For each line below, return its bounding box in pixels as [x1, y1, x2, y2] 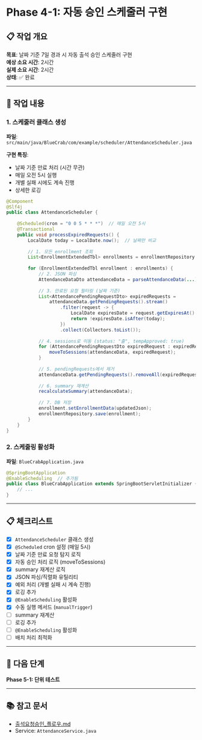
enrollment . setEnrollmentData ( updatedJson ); [38, 405, 152, 412]
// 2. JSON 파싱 [38, 271, 77, 277]
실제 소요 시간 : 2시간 [6, 66, 54, 73]
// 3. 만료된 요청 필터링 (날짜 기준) [38, 288, 121, 294]
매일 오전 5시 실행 [14, 171, 57, 178]
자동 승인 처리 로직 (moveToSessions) [14, 558, 106, 566]
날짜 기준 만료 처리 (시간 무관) [14, 164, 85, 171]
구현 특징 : [6, 151, 29, 158]
